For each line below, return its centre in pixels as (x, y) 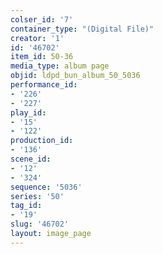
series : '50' (37, 196)
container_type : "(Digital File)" (82, 29)
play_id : (28, 112)
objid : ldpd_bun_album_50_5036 (75, 76)
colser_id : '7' (42, 19)
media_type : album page (60, 66)
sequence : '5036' (46, 187)
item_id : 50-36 (42, 57)
